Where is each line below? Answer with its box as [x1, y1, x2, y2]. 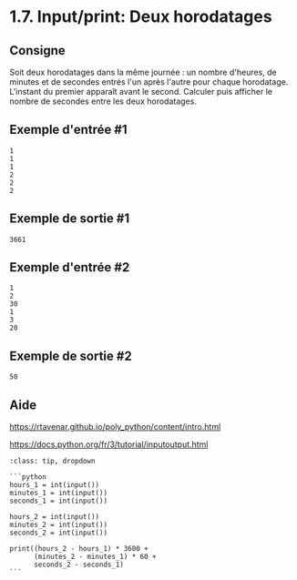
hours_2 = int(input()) [9, 513, 100, 522]
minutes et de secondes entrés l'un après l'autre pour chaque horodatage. [9, 76, 289, 87]
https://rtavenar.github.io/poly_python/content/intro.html [9, 422, 221, 432]
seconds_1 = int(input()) [9, 496, 108, 506]
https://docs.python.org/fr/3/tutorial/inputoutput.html [9, 439, 209, 450]
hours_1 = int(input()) [9, 481, 100, 490]
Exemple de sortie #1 [9, 211, 130, 227]
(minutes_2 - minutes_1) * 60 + [33, 553, 157, 562]
